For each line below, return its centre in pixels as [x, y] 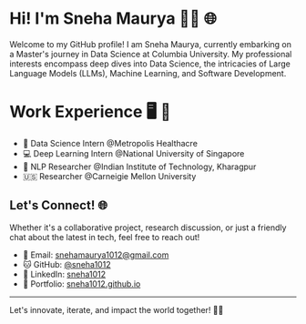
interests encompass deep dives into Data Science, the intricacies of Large [150, 64]
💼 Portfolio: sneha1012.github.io [82, 283]
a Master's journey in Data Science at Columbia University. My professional [151, 54]
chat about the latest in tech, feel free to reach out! [105, 237]
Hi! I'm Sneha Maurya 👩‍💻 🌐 [113, 19]
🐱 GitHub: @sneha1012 [66, 264]
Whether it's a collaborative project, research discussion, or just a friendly [148, 228]
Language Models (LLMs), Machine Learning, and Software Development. [148, 73]
